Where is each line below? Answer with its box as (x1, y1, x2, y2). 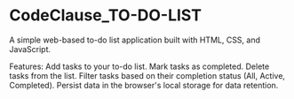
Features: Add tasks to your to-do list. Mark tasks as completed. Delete (9, 61, 270, 72)
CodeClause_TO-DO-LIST (9, 5, 203, 26)
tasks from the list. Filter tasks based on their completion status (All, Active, (9, 70, 286, 80)
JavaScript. (9, 43, 52, 54)
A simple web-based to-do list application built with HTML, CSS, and (9, 34, 260, 45)
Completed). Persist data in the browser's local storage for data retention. (9, 80, 279, 90)
